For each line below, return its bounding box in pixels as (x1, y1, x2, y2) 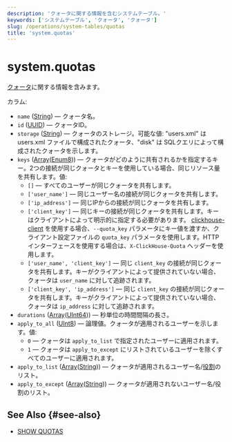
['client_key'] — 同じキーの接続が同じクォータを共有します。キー (27, 207, 220, 215)
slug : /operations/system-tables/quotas (7, 23, 126, 30)
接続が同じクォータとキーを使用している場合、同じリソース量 (45, 164, 221, 173)
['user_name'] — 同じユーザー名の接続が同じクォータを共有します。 (27, 190, 222, 198)
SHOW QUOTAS (17, 427, 64, 435)
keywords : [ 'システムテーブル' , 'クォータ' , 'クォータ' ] (7, 17, 157, 23)
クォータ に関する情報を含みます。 (7, 83, 104, 91)
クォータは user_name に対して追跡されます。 (27, 276, 155, 285)
